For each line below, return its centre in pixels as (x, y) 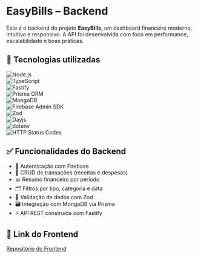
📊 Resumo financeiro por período (57, 179)
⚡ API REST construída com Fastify (59, 213)
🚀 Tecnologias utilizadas (53, 60)
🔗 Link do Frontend (42, 234)
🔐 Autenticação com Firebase (52, 166)
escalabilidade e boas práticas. (45, 41)
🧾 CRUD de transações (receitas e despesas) (71, 172)
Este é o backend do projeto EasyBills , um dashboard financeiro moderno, (99, 28)
